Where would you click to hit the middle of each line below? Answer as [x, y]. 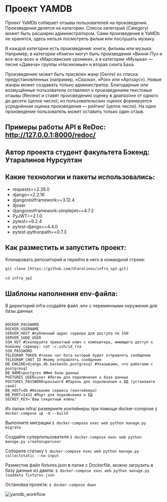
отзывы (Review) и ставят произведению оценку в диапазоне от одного [82, 95]
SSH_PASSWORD [19, 351]
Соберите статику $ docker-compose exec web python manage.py [72, 451]
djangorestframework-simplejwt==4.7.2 [53, 210]
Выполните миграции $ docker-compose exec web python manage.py [76, 423]
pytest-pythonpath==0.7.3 [39, 232]
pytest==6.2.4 [27, 221]
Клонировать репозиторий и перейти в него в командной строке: [75, 260]
